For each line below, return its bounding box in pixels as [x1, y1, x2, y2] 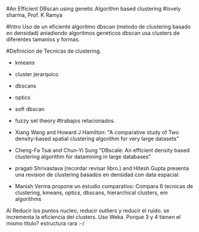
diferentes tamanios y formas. [6, 36, 80, 43]
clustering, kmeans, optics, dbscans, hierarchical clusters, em [14, 189, 168, 196]
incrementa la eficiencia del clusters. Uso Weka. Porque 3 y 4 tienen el [6, 213, 181, 221]
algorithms [14, 195, 42, 203]
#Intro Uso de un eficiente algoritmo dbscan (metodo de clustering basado [6, 23, 191, 30]
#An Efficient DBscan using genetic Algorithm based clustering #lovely [6, 5, 181, 12]
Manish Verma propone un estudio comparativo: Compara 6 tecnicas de [14, 183, 194, 189]
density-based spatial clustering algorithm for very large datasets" [14, 135, 179, 142]
